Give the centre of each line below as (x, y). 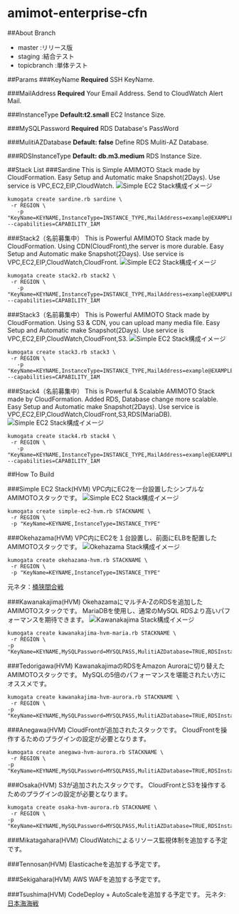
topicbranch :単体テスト (53, 65)
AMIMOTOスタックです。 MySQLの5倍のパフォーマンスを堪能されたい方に (117, 674)
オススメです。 (29, 684)
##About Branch (31, 33)
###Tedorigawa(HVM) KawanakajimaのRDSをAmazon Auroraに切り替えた (116, 666)
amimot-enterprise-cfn (78, 13)
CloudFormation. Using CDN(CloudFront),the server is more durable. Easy (116, 246)
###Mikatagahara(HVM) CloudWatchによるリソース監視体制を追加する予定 (117, 840)
